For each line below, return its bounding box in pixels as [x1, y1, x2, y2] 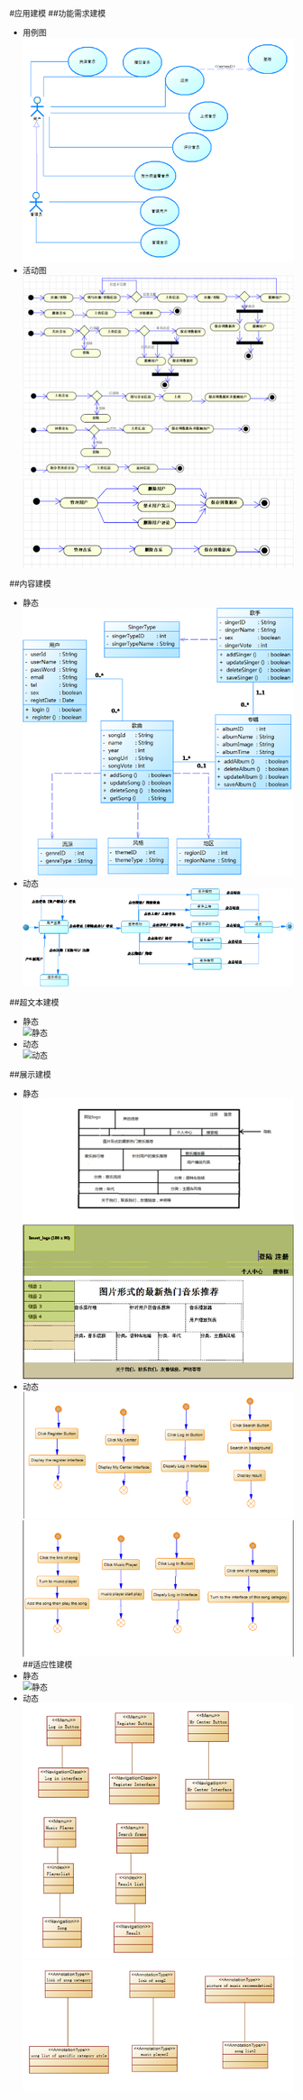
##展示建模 [9, 1068, 51, 1079]
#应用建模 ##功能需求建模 [9, 8, 106, 18]
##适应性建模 [22, 1658, 73, 1670]
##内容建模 [9, 578, 51, 589]
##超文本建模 [9, 996, 60, 1007]
